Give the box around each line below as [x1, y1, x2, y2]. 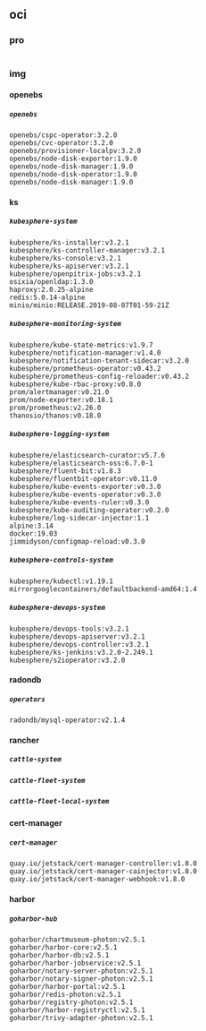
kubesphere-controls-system [9, 555, 114, 565]
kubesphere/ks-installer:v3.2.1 [9, 237, 129, 247]
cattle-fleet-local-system [9, 797, 110, 806]
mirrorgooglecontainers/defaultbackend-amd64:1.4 [9, 584, 198, 594]
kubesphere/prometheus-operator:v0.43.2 [9, 364, 162, 373]
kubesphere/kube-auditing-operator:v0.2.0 [9, 505, 169, 514]
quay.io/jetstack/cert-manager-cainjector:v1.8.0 [9, 867, 198, 876]
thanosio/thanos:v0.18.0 [9, 411, 102, 420]
